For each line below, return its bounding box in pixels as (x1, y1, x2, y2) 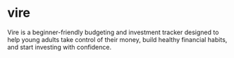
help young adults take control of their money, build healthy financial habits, (7, 35, 228, 43)
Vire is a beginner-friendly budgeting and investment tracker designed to (7, 28, 219, 36)
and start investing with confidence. (7, 43, 111, 51)
